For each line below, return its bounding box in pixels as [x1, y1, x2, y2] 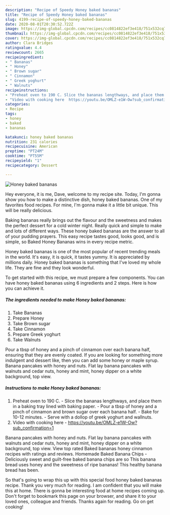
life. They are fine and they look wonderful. [5, 264, 95, 270]
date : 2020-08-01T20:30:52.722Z [5, 21, 73, 27]
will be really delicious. [5, 207, 53, 213]
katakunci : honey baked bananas [5, 134, 73, 140]
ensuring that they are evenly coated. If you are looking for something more [5, 352, 163, 358]
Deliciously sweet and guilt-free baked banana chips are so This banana [5, 456, 156, 462]
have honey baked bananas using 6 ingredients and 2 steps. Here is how [5, 280, 157, 286]
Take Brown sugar [12, 320, 51, 326]
